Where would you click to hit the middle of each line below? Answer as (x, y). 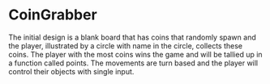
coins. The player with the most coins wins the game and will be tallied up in (135, 54)
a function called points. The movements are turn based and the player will (133, 63)
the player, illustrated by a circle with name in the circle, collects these (126, 45)
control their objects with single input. (71, 71)
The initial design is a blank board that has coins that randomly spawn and (133, 37)
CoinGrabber (53, 15)
